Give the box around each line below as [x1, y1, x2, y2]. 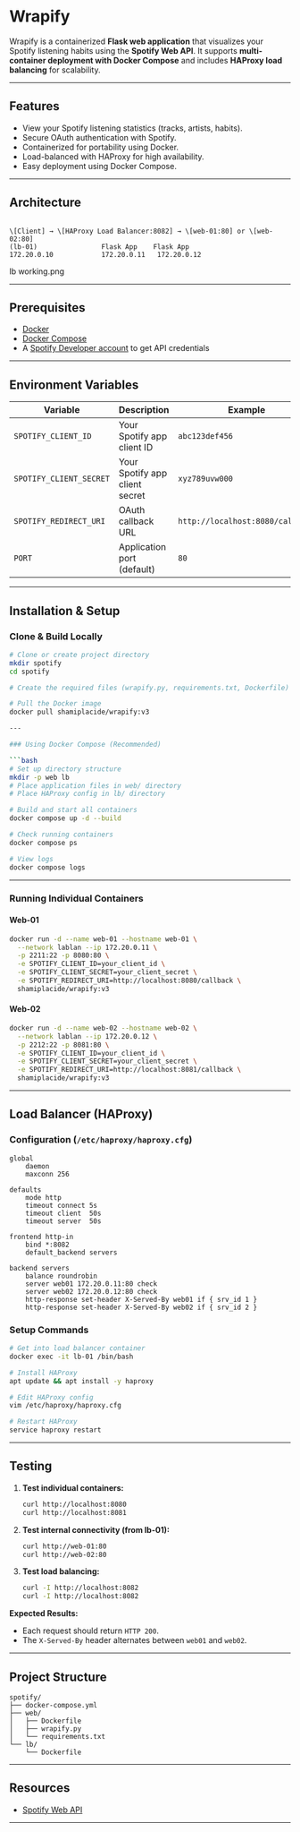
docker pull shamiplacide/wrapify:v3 [9, 707, 150, 717]
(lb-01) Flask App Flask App [9, 242, 190, 252]
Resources [9, 1780, 71, 1796]
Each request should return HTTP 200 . [21, 1625, 159, 1636]
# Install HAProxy [9, 1368, 78, 1377]
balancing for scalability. [9, 64, 101, 75]
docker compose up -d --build [9, 814, 122, 823]
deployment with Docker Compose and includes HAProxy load [47, 55, 283, 65]
